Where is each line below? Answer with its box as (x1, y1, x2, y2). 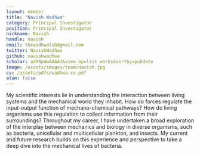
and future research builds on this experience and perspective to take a (6, 136, 182, 143)
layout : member (6, 8, 44, 15)
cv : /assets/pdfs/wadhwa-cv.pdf (6, 70, 87, 76)
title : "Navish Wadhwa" (6, 14, 66, 20)
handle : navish (6, 36, 44, 42)
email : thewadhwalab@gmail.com (6, 42, 84, 48)
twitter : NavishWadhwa (6, 48, 63, 54)
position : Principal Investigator (6, 25, 93, 32)
